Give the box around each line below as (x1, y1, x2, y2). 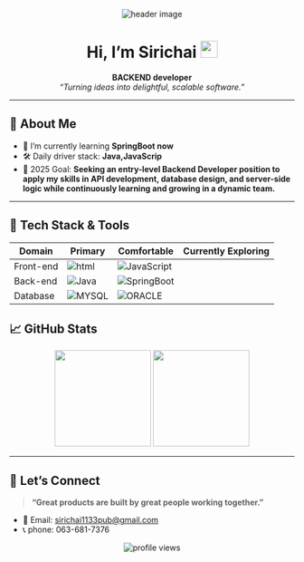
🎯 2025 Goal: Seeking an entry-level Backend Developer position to (22, 163, 280, 174)
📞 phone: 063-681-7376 (22, 524, 110, 535)
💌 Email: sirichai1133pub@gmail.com (22, 515, 159, 526)
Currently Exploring (183, 245, 270, 257)
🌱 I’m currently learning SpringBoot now (22, 140, 174, 151)
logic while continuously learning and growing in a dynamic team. (22, 182, 276, 194)
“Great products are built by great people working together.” (31, 497, 264, 508)
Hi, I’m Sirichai (86, 42, 197, 63)
